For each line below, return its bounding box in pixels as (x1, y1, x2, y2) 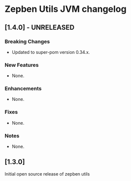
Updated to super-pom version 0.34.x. (11, 49, 90, 55)
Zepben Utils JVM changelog (4, 3, 127, 15)
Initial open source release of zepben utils (4, 171, 90, 177)
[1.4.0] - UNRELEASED (4, 23, 75, 32)
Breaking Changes (4, 38, 50, 45)
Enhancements (4, 85, 42, 92)
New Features (4, 61, 39, 68)
